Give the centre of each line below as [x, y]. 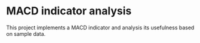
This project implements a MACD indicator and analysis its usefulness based [100, 27]
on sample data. [26, 33]
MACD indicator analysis [69, 11]
